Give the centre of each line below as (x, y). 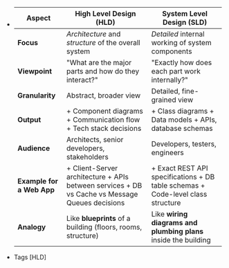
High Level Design (106, 14)
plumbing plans (177, 231)
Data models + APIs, (184, 119)
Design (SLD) (185, 22)
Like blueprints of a (98, 218)
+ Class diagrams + (183, 111)
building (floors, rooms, (104, 227)
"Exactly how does (182, 63)
